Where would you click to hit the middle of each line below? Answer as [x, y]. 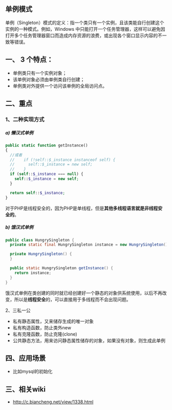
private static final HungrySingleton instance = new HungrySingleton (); [90, 245]
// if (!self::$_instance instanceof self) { [63, 160]
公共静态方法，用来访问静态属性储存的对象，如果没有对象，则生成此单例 [89, 340]
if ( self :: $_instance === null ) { [47, 174]
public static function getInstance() [47, 145]
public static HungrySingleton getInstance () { [62, 268]
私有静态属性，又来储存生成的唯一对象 [53, 321]
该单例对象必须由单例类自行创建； [49, 79]
